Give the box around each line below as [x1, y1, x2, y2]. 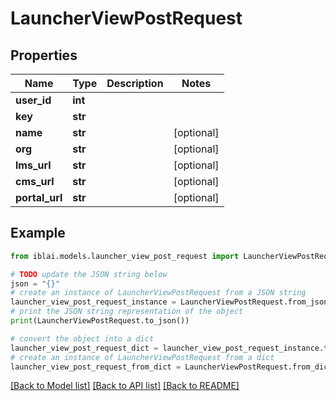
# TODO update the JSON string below [10, 269, 168, 279]
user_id [15, 93, 52, 107]
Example [10, 225, 66, 242]
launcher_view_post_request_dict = [10, 343, 159, 353]
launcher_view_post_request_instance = [10, 297, 177, 307]
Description [106, 77, 164, 90]
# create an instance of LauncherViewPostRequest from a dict [10, 352, 275, 362]
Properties [10, 47, 78, 64]
